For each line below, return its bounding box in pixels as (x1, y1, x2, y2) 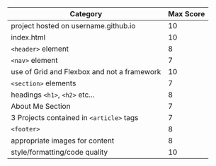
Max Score (167, 9, 205, 18)
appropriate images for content (11, 136, 115, 146)
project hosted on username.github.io (11, 21, 136, 30)
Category (69, 9, 103, 18)
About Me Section (11, 102, 71, 111)
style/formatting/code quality (11, 148, 108, 157)
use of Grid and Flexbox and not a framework (11, 67, 161, 76)
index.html (11, 32, 46, 42)
